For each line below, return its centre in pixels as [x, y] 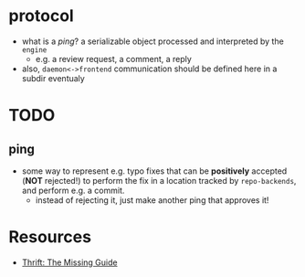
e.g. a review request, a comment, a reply [114, 59]
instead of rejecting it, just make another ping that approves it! [152, 200]
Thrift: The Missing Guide [69, 262]
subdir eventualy [53, 78]
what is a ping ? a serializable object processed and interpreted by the [152, 41]
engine [34, 50]
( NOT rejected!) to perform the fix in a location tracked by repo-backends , [159, 180]
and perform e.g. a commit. [73, 190]
